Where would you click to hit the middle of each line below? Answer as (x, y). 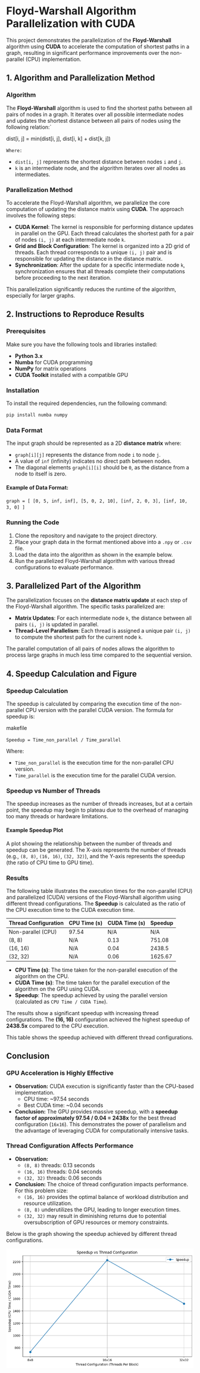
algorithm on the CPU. (42, 976)
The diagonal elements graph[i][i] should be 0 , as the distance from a (102, 468)
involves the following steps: (41, 215)
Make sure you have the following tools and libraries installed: (82, 344)
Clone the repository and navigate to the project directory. (86, 536)
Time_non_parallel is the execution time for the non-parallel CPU (94, 763)
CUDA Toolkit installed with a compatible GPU (71, 375)
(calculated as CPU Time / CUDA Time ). (61, 1001)
